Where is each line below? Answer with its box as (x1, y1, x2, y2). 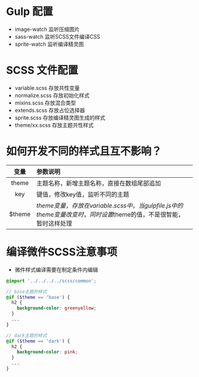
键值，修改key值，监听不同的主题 (36, 190, 130, 199)
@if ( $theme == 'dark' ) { (6, 338, 70, 344)
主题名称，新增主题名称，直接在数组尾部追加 (36, 179, 161, 187)
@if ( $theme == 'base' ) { (6, 294, 70, 300)
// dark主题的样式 (6, 332, 47, 338)
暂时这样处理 (36, 219, 72, 227)
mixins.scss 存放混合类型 (14, 99, 76, 106)
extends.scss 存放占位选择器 (14, 106, 85, 114)
